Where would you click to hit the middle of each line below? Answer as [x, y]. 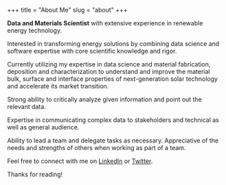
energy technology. [35, 30]
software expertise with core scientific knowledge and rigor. [92, 51]
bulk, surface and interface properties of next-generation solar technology [113, 79]
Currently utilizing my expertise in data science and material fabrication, [109, 64]
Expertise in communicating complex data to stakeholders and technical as [113, 120]
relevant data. [26, 107]
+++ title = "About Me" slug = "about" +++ [68, 10]
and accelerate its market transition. [58, 86]
